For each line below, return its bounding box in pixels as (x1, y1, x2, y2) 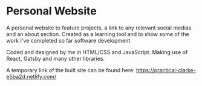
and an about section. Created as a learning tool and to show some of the (6, 30, 189, 37)
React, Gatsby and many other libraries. (6, 55, 105, 62)
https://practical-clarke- (135, 66, 197, 73)
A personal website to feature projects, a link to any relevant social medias (6, 24, 192, 31)
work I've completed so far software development (6, 37, 131, 44)
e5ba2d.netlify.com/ (6, 73, 57, 80)
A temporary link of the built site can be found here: (6, 66, 135, 73)
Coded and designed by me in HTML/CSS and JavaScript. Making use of (6, 48, 188, 55)
